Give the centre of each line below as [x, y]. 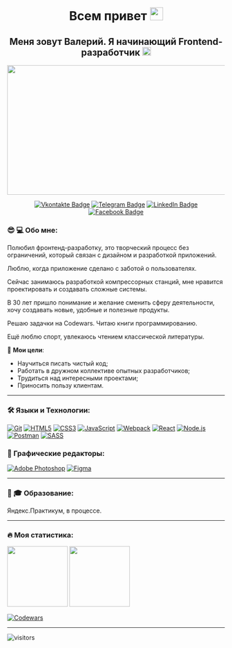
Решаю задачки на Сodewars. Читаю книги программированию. [103, 323]
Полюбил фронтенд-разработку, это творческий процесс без [98, 248]
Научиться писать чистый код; [62, 363]
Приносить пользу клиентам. [60, 385]
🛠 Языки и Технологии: [49, 410]
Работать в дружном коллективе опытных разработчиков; [104, 371]
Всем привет [108, 16]
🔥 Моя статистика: [40, 535]
